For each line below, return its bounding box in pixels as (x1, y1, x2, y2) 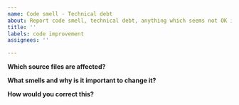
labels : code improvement (7, 30, 84, 38)
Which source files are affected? (7, 62, 106, 71)
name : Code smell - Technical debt (7, 10, 113, 18)
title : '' (7, 23, 37, 31)
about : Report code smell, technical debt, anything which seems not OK (7, 17, 228, 24)
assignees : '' (7, 37, 50, 44)
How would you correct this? (7, 90, 95, 99)
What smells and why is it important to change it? (7, 76, 156, 85)
